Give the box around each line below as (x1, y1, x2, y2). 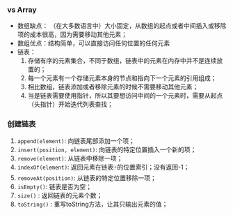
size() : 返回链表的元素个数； (17, 191, 103, 200)
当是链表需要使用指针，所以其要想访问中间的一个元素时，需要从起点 (27, 91, 223, 100)
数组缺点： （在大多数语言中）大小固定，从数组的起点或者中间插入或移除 (17, 22, 227, 30)
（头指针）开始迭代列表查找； (27, 100, 113, 109)
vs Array (7, 5, 37, 15)
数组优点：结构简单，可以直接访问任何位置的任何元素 (17, 39, 170, 47)
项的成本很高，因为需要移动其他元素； (17, 30, 127, 39)
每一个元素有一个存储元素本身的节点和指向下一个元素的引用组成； (27, 74, 217, 82)
